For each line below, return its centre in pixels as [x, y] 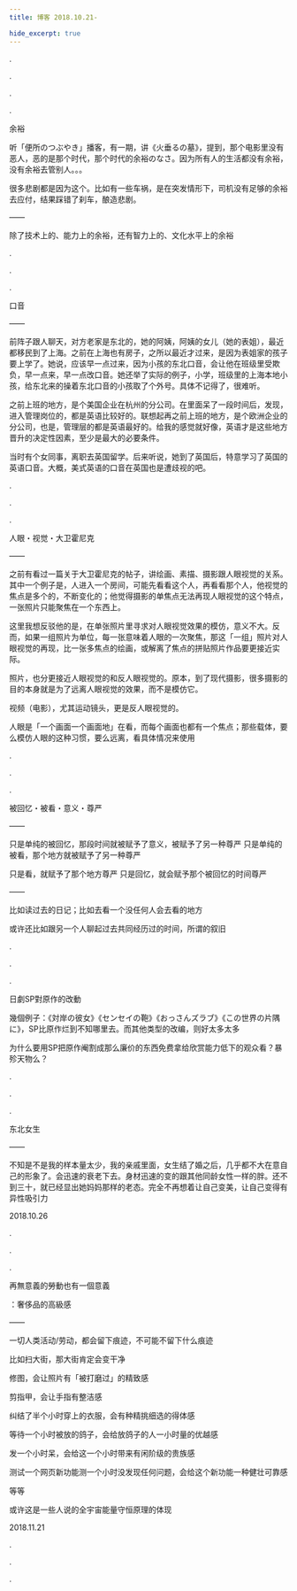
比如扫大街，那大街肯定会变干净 [67, 1359]
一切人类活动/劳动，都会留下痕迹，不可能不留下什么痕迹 [111, 1340]
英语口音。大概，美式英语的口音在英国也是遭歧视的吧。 [110, 467]
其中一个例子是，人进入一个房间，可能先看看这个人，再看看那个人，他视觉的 [148, 584]
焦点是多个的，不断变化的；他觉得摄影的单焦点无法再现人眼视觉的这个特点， [148, 596]
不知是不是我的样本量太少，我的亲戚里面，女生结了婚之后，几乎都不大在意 [145, 1164]
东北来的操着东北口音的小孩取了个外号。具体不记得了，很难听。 [148, 385]
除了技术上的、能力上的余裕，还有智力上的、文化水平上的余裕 [122, 235]
